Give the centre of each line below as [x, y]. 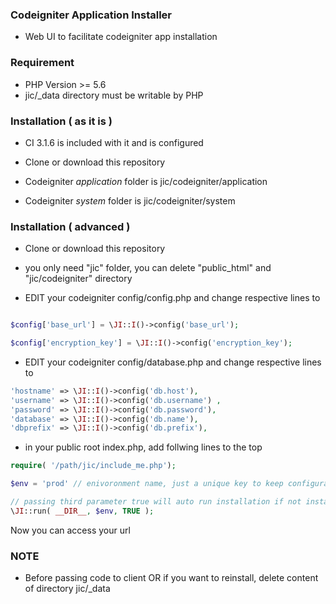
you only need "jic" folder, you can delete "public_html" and [148, 268]
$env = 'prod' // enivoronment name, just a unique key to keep [147, 484]
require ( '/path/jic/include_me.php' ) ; [93, 466]
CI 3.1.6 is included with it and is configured [114, 142]
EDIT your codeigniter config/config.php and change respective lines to [172, 298]
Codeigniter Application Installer [91, 15]
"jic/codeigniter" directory [78, 279]
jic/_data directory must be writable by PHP [114, 95]
